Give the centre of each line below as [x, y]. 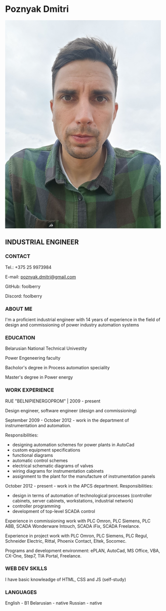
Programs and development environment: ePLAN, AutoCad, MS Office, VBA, [83, 551]
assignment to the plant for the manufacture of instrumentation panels [84, 476]
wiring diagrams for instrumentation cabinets [58, 471]
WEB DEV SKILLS [26, 568]
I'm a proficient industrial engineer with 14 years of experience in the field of [83, 319]
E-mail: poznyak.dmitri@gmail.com [41, 277]
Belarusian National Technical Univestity [46, 348]
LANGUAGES [21, 592]
